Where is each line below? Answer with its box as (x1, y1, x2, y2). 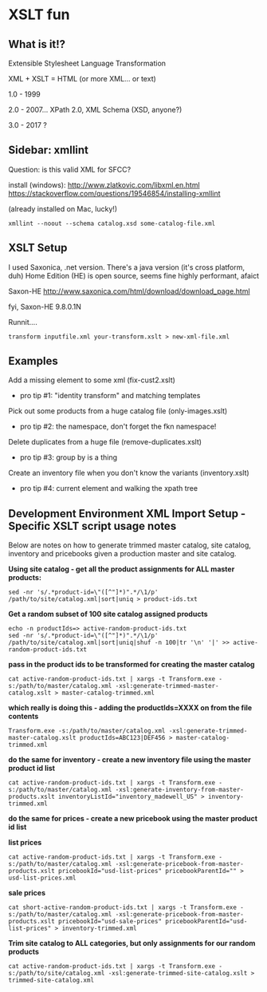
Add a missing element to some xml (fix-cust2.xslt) (8, 375, 175, 385)
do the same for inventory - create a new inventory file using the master (8, 755, 251, 765)
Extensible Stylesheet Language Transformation (8, 58, 166, 68)
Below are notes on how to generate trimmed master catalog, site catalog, (8, 540, 251, 550)
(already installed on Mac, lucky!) (8, 204, 118, 213)
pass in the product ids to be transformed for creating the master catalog (8, 660, 255, 670)
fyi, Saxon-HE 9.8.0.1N (8, 302, 82, 311)
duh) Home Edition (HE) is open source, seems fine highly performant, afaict (8, 271, 260, 280)
